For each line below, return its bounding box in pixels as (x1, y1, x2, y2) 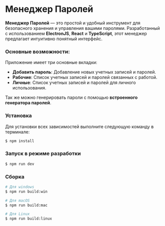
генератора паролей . (5, 100, 51, 106)
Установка (5, 112, 32, 119)
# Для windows (5, 184, 35, 189)
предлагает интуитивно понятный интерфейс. (5, 36, 103, 42)
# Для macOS (5, 198, 30, 203)
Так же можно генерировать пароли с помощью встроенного (5, 94, 138, 100)
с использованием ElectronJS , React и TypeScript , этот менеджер (5, 30, 148, 36)
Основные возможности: (5, 48, 70, 55)
